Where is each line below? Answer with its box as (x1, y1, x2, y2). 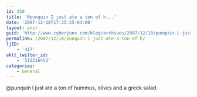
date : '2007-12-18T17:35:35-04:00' (6, 19, 93, 25)
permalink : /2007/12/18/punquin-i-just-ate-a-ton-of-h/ (6, 36, 145, 41)
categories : (6, 63, 35, 69)
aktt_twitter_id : (6, 52, 49, 58)
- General (16, 68, 41, 74)
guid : (6, 30, 19, 36)
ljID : (6, 41, 19, 47)
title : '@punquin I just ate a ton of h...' (6, 14, 117, 20)
